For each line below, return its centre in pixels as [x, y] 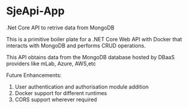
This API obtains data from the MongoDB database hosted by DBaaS [90, 57]
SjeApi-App [36, 11]
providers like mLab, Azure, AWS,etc [51, 63]
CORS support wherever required [56, 99]
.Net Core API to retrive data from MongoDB [60, 28]
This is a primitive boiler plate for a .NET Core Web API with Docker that [94, 39]
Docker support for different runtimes [61, 93]
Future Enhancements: [34, 75]
